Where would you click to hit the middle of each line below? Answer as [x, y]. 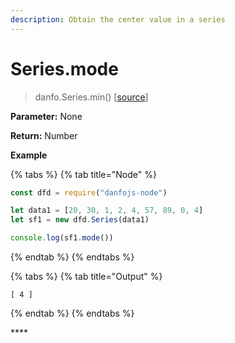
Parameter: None [46, 116]
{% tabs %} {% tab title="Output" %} [86, 277]
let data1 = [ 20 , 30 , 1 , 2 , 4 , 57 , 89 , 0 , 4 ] [107, 211]
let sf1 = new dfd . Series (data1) [80, 220]
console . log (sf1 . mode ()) [62, 238]
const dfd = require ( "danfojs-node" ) [89, 192]
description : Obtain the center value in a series [118, 19]
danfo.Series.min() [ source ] [91, 97]
